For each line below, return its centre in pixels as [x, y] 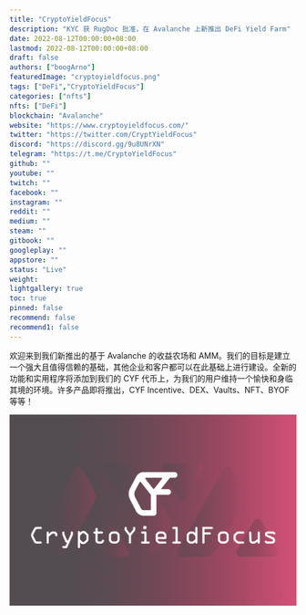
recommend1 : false [44, 327]
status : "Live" [38, 269]
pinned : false [36, 308]
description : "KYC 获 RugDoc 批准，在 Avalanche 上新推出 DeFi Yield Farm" [150, 29]
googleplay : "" [38, 250]
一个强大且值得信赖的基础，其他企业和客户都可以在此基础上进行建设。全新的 [153, 367]
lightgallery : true [46, 289]
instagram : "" [36, 202]
